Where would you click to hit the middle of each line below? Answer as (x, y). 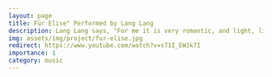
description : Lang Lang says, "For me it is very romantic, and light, (132, 30)
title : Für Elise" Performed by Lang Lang (81, 23)
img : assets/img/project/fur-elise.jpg (76, 38)
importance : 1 (32, 53)
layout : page (30, 16)
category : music (36, 61)
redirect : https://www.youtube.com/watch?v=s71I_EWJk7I (104, 46)
